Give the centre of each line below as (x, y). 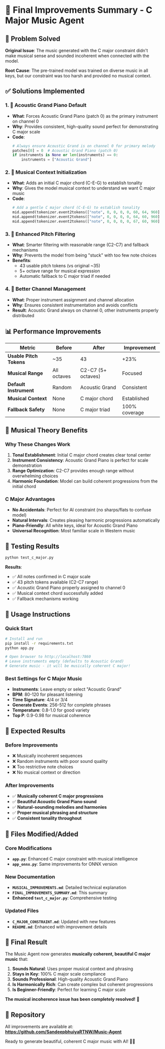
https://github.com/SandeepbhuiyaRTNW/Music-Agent (63, 1032)
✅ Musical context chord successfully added (57, 593)
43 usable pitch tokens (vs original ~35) (60, 266)
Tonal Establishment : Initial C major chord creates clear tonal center (82, 455)
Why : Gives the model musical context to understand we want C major (84, 188)
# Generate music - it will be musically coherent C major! (68, 666)
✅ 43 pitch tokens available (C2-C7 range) (55, 582)
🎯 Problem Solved (33, 39)
